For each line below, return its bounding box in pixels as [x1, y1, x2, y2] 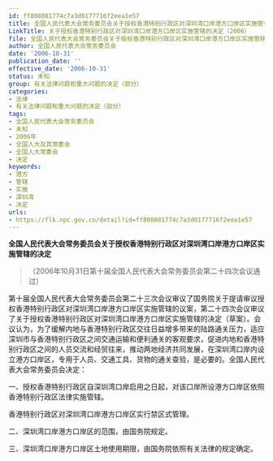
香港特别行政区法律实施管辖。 [8, 392, 108, 402]
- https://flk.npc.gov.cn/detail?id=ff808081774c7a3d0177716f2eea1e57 [8, 216, 253, 224]
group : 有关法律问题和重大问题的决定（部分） [8, 80, 144, 88]
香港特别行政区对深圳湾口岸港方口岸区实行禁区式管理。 [8, 409, 193, 419]
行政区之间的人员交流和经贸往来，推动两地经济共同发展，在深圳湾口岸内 [15, 344, 258, 354]
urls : [8, 208, 27, 216]
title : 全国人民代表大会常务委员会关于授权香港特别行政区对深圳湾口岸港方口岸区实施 [8, 19, 258, 28]
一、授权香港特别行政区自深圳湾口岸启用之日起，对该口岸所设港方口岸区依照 [8, 382, 265, 392]
